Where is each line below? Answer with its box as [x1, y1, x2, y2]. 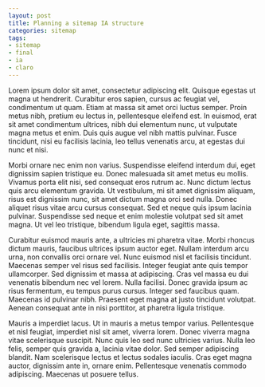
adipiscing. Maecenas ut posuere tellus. [8, 369, 139, 379]
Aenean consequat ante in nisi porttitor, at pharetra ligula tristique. [8, 302, 225, 312]
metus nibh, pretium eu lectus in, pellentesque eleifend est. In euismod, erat [8, 111, 257, 120]
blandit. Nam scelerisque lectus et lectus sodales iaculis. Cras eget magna [8, 352, 252, 361]
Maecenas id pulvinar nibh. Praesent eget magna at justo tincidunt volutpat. [8, 294, 256, 304]
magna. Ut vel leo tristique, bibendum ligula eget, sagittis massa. [8, 219, 220, 229]
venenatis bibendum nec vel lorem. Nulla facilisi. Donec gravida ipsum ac [8, 277, 248, 287]
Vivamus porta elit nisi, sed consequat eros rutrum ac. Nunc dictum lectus [8, 177, 251, 187]
